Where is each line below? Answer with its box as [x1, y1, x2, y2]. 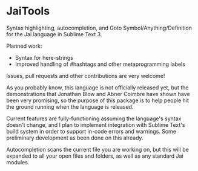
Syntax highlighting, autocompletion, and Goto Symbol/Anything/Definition [6, 24, 193, 31]
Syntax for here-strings [15, 54, 74, 61]
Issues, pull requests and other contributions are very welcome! [6, 72, 165, 79]
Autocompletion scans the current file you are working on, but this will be [6, 146, 189, 153]
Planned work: [6, 42, 42, 50]
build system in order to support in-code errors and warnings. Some [6, 127, 177, 135]
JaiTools [6, 4, 50, 18]
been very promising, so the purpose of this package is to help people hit [6, 97, 190, 104]
